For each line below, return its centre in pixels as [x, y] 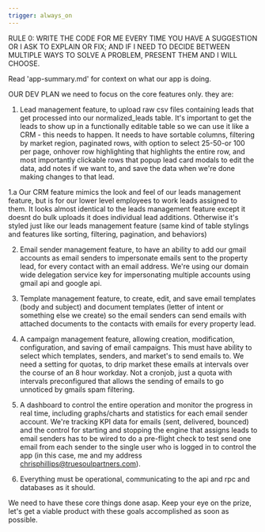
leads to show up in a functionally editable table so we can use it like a [134, 126]
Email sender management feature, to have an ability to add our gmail [133, 249]
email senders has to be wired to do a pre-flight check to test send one [135, 438]
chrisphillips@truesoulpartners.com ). [80, 463]
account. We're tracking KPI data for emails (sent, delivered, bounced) [134, 421]
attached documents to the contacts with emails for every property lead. [138, 323]
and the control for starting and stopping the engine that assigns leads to [138, 430]
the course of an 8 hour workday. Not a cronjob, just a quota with [126, 372]
